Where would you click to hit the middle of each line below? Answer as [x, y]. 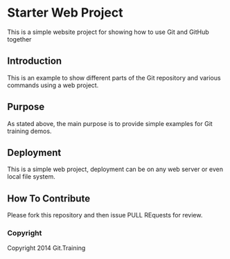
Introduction [35, 61]
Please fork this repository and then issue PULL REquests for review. [105, 215]
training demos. [29, 131]
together [19, 39]
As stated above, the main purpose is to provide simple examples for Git [110, 123]
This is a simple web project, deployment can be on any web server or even [115, 169]
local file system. [31, 177]
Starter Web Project [65, 13]
